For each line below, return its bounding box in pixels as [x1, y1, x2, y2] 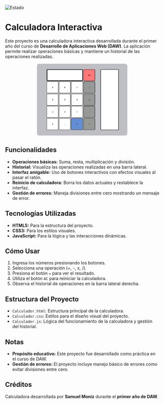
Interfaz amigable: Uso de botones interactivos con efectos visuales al [12, 169, 156, 175]
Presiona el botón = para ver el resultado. [12, 270, 95, 276]
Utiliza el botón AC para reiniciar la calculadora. [12, 276, 107, 282]
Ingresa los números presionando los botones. [12, 260, 106, 266]
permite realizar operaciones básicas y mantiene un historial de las [5, 48, 141, 54]
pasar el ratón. [12, 174, 42, 180]
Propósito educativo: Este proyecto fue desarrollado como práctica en [12, 351, 156, 356]
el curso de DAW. [12, 356, 47, 362]
